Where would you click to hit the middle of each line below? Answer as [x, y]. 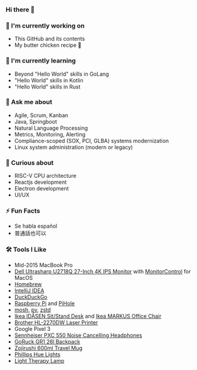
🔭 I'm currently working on [45, 25]
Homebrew [28, 284]
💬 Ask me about [29, 102]
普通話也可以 [30, 233]
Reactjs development [41, 182]
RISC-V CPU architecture [45, 176]
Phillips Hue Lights [37, 354]
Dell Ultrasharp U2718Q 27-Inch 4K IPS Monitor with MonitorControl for [102, 271]
